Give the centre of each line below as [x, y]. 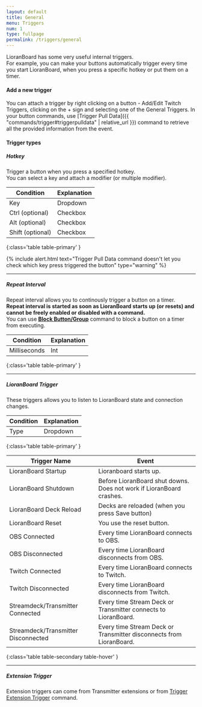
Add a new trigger [29, 90]
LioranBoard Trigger [32, 384]
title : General [25, 17]
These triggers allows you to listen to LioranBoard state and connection [95, 400]
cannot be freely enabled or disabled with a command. [76, 312]
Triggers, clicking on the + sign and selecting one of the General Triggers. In [101, 110]
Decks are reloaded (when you [142, 505]
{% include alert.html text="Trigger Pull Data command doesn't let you [93, 259]
